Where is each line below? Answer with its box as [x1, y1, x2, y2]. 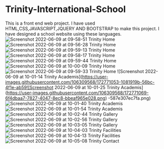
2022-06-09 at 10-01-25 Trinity [54, 84, 120, 90]
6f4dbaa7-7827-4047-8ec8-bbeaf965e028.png [5, 95, 106, 101]
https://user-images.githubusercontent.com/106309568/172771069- [7, 90, 149, 96]
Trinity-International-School [5, 4, 126, 15]
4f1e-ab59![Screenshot [5, 84, 54, 90]
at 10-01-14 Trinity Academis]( [19, 73, 82, 80]
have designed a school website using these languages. [5, 31, 122, 37]
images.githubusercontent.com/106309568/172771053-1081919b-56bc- [5, 79, 155, 85]
